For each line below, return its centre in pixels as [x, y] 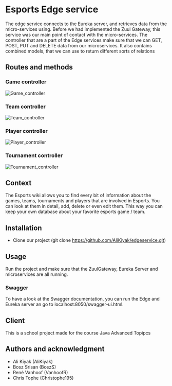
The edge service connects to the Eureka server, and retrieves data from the [86, 24]
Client [15, 320]
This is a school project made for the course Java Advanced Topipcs [78, 333]
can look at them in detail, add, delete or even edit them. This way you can [84, 206]
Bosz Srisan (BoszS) [34, 367]
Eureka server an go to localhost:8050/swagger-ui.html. [65, 304]
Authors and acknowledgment [55, 349]
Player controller [26, 131]
